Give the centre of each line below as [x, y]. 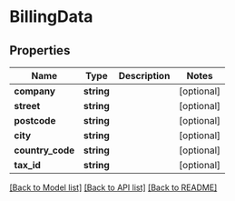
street [27, 106]
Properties [40, 50]
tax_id [27, 165]
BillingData [51, 17]
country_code [44, 150]
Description [144, 76]
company [35, 91]
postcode [35, 121]
